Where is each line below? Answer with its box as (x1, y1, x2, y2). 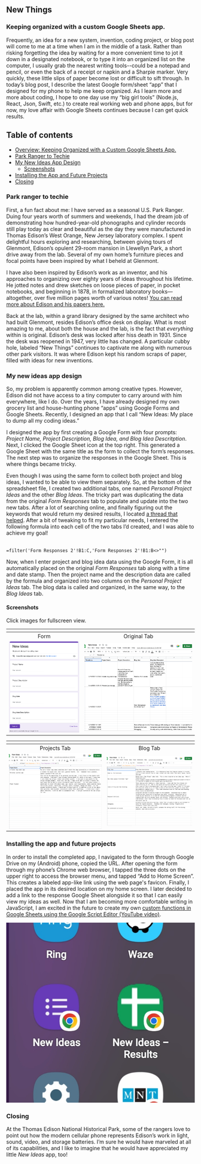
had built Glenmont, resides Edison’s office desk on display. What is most (6, 319, 187, 326)
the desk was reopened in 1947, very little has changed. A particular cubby (6, 338, 190, 345)
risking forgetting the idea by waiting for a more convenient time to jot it (6, 49, 183, 56)
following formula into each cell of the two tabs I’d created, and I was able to (6, 523, 194, 531)
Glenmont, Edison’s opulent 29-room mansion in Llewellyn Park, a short (6, 244, 182, 251)
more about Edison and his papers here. (6, 301, 105, 308)
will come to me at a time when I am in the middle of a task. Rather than (6, 43, 182, 50)
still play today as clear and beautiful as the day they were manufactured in (6, 225, 191, 232)
